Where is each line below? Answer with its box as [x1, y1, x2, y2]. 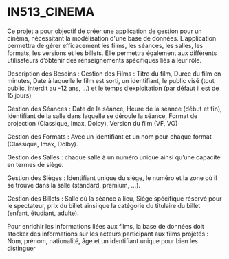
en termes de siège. [7, 160, 64, 168]
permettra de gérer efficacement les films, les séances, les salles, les [7, 41, 204, 49]
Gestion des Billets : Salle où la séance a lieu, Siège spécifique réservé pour [7, 194, 222, 203]
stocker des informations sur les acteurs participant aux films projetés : [7, 229, 209, 238]
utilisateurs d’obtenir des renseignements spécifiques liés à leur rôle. [7, 56, 202, 64]
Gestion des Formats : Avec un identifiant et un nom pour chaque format [7, 132, 212, 141]
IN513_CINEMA [7, 4, 95, 20]
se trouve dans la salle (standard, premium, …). [7, 181, 141, 189]
